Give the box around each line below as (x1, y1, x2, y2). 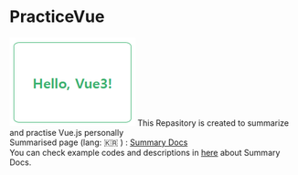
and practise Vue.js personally (9, 127, 124, 138)
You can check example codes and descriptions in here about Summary (9, 147, 281, 158)
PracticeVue (9, 6, 105, 27)
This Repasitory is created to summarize (136, 117, 290, 129)
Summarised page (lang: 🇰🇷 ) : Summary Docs (9, 137, 188, 148)
